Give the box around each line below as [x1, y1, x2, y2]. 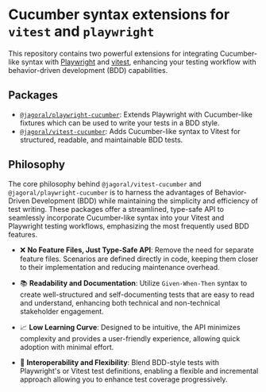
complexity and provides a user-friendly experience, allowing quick [19, 333, 241, 343]
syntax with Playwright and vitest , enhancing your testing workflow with [21, 57, 256, 67]
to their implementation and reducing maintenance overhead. [19, 262, 220, 271]
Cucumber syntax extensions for [8, 6, 230, 24]
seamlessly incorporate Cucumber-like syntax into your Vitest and [8, 213, 225, 222]
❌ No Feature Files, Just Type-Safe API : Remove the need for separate [19, 244, 254, 255]
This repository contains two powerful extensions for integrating [8, 48, 218, 58]
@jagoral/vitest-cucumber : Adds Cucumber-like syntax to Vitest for [19, 126, 241, 136]
